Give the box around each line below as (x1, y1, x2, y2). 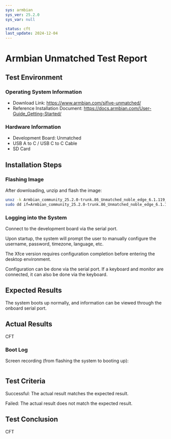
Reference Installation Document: (12, 105, 83, 111)
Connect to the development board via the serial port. (5, 226, 118, 232)
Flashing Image (5, 176, 44, 183)
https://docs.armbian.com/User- (83, 105, 152, 111)
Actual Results (5, 320, 52, 328)
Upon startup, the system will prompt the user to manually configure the (5, 235, 156, 242)
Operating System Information (5, 88, 82, 95)
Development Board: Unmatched (12, 135, 81, 141)
